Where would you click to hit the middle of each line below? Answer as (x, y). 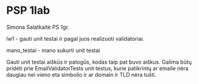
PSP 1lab (28, 10)
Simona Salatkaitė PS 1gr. (38, 27)
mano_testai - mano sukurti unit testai (53, 50)
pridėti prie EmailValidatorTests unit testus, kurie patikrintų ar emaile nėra (97, 68)
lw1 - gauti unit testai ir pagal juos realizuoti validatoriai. (75, 38)
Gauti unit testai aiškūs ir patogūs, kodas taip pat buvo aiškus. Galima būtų (99, 62)
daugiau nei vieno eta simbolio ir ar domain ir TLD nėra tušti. (81, 74)
